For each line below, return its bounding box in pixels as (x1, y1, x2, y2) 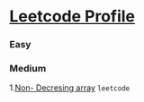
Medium (9, 63, 47, 75)
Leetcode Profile (9, 6, 136, 27)
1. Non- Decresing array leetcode (9, 82, 130, 93)
